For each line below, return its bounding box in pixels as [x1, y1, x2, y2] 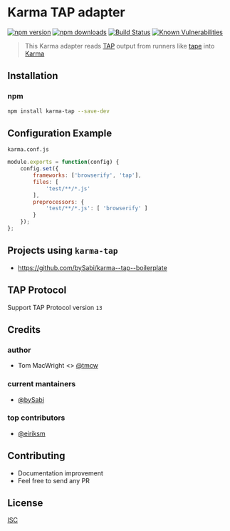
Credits [7, 324, 41, 336]
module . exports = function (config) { [7, 158, 120, 166]
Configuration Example [7, 127, 113, 139]
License [7, 497, 43, 510]
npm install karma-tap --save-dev [7, 108, 110, 115]
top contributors [7, 413, 66, 423]
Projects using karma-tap [7, 244, 118, 257]
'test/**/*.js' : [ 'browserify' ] [45, 205, 148, 212]
